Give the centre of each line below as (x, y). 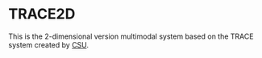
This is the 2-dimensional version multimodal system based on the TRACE (131, 36)
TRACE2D (42, 14)
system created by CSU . (49, 44)
